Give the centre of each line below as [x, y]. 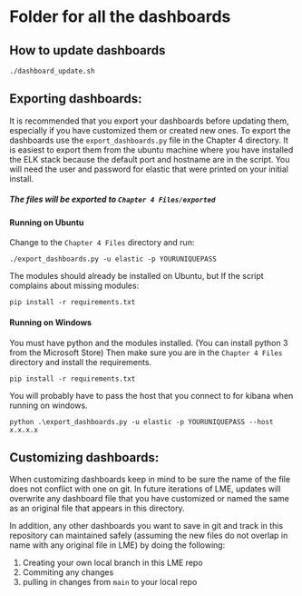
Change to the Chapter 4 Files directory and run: [102, 243]
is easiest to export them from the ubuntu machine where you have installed [151, 149]
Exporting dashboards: [76, 99]
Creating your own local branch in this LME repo [112, 563]
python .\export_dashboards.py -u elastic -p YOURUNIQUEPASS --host [141, 422]
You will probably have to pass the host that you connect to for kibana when [151, 395]
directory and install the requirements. [81, 362]
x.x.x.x [24, 430]
